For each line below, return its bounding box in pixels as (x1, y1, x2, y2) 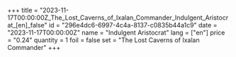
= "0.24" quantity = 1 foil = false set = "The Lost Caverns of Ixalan (7, 36, 200, 44)
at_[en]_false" (7, 21, 47, 29)
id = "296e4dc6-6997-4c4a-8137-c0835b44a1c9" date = (48, 21, 218, 29)
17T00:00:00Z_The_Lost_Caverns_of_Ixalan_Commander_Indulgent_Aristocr (7, 13, 229, 22)
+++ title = (7, 6, 39, 14)
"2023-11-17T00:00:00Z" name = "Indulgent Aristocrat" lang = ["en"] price (7, 28, 225, 37)
